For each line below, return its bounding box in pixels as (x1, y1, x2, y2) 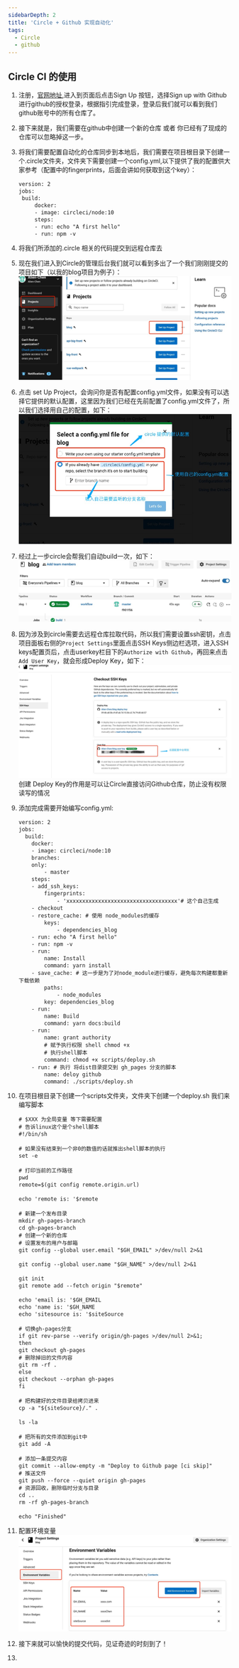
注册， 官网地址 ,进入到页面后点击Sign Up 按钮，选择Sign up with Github (18, 90, 228, 99)
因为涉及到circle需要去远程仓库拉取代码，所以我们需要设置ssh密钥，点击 (18, 630, 231, 638)
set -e (18, 1152, 38, 1159)
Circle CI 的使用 (8, 70, 77, 83)
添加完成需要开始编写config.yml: (18, 803, 114, 812)
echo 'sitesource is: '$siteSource (18, 1310, 124, 1318)
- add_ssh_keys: (31, 882, 79, 890)
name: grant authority (44, 1034, 111, 1041)
